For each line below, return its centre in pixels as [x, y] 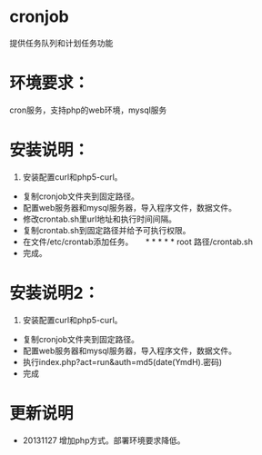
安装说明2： [55, 293]
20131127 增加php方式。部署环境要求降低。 [104, 440]
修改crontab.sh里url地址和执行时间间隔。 [100, 219]
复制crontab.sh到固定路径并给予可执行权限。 [106, 230]
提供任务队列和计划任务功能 [61, 43]
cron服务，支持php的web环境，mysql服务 [88, 110]
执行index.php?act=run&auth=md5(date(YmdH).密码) [122, 361]
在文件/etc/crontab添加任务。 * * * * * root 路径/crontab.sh [137, 242]
